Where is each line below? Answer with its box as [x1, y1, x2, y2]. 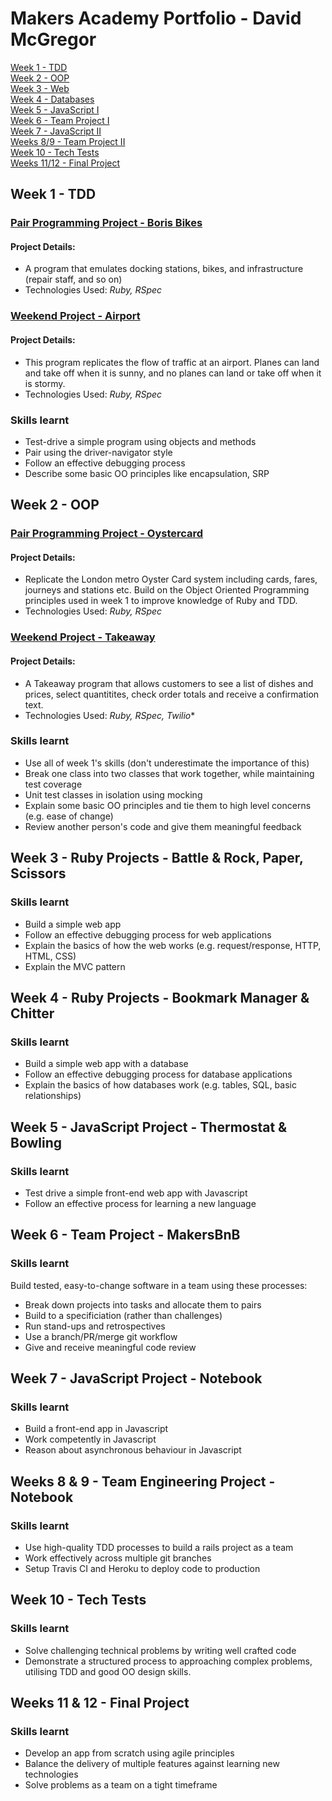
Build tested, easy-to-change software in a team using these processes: [10, 1279, 308, 1291]
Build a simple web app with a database [24, 1058, 189, 1070]
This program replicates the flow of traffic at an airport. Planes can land [24, 356, 320, 368]
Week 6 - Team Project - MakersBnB [10, 1227, 241, 1244]
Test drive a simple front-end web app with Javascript [24, 1187, 248, 1199]
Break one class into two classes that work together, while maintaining [24, 767, 315, 779]
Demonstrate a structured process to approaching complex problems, [24, 1655, 313, 1667]
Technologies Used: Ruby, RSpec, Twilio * [24, 709, 196, 721]
